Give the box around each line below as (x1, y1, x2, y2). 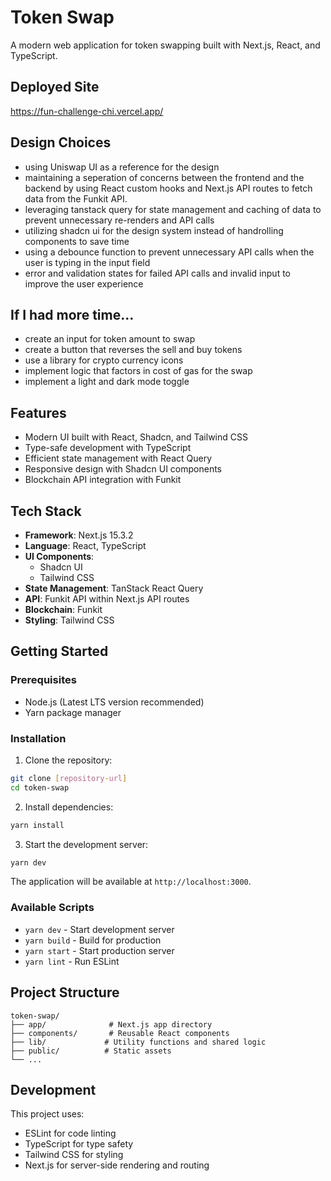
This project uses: (10, 1108, 85, 1120)
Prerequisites (10, 673, 77, 687)
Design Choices (10, 134, 112, 151)
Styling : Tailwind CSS (24, 614, 115, 626)
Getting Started (10, 643, 109, 660)
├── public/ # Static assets (10, 1046, 172, 1056)
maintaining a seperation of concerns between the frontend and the (24, 171, 305, 183)
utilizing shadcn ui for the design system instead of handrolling (24, 224, 284, 236)
